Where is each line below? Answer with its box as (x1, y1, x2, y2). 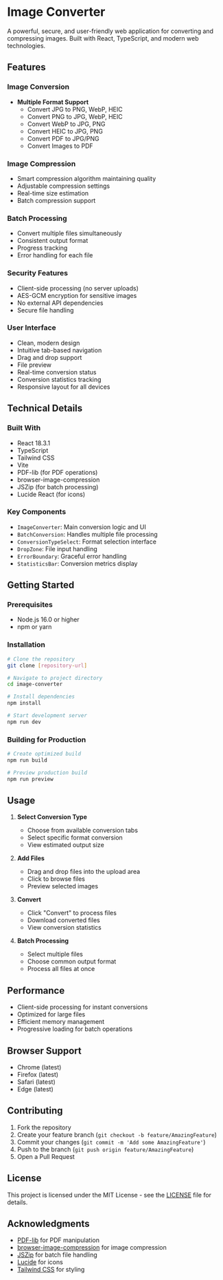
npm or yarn (16, 623, 52, 631)
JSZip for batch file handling (16, 1250, 97, 1259)
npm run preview (7, 776, 54, 782)
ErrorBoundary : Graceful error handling (16, 552, 127, 560)
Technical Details (7, 403, 83, 414)
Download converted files (27, 916, 101, 924)
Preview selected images (27, 882, 98, 890)
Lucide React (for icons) (16, 490, 86, 498)
